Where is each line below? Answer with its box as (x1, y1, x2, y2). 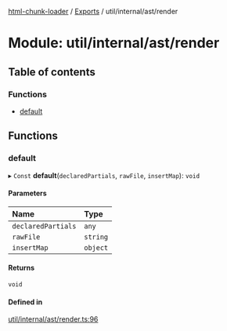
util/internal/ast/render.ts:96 (8, 315, 99, 324)
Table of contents (8, 65, 95, 78)
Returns (8, 263, 35, 273)
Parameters (8, 188, 47, 198)
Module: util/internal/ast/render (8, 35, 220, 52)
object (83, 243, 109, 252)
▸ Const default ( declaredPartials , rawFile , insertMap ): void (8, 170, 200, 180)
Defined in (8, 297, 43, 307)
